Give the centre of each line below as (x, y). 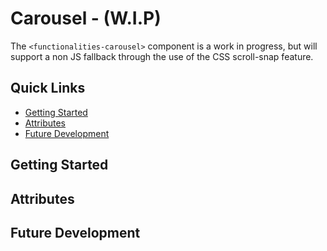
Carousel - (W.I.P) (86, 18)
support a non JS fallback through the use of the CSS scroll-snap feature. (162, 56)
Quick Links (48, 88)
